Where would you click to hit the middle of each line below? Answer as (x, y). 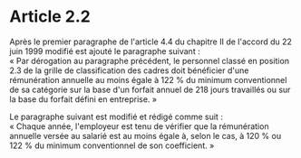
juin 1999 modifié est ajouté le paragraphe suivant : (105, 51)
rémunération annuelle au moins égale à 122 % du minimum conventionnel (148, 79)
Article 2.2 (50, 17)
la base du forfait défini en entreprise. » (83, 99)
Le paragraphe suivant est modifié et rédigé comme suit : (117, 116)
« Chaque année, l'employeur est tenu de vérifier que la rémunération (139, 126)
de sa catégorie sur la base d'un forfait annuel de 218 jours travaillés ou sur (150, 89)
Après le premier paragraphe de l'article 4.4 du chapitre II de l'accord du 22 (151, 42)
